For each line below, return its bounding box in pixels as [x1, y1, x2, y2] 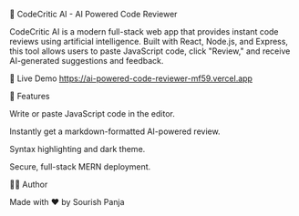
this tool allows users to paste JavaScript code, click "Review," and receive [9, 46, 291, 57]
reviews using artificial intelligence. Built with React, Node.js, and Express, [9, 36, 289, 46]
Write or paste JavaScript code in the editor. [9, 108, 175, 118]
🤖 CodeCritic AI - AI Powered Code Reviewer [9, 9, 178, 19]
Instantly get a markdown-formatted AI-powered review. [9, 126, 221, 137]
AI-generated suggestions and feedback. [9, 56, 164, 66]
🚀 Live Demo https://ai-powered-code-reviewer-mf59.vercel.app [9, 73, 253, 84]
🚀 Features [9, 91, 50, 101]
